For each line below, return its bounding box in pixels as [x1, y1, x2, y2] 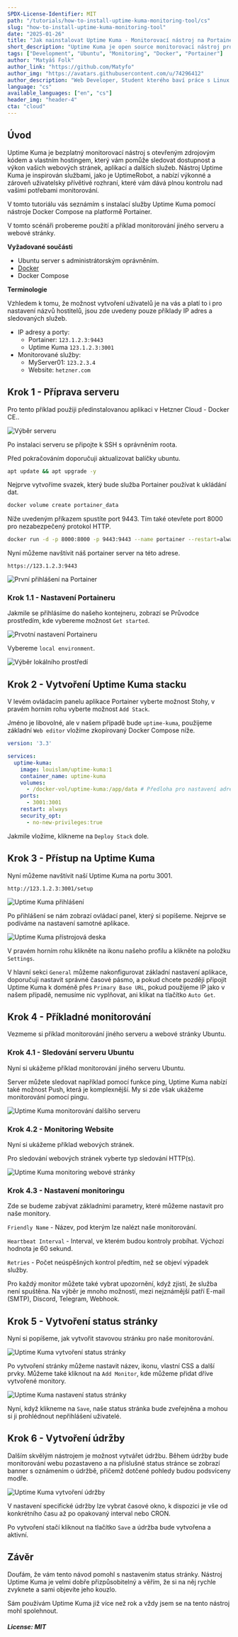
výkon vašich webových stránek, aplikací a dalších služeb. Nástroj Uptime [7, 163, 223, 171]
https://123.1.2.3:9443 [7, 562, 78, 570]
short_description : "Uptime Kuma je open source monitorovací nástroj [7, 43, 220, 50]
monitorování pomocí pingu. [7, 1092, 89, 1101]
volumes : [20, 779, 46, 786]
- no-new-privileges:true [25, 818, 103, 826]
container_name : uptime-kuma [20, 772, 106, 779]
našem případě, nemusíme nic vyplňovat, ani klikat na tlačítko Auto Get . [7, 990, 216, 999]
